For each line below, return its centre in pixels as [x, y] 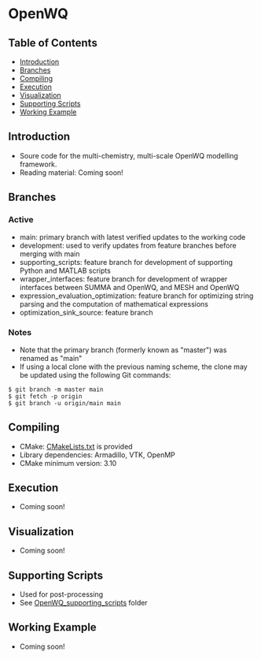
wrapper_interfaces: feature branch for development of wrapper [123, 279]
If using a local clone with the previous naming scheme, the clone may [133, 367]
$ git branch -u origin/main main [65, 403]
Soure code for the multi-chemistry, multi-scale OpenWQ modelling [129, 155]
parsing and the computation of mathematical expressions [114, 303]
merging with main [50, 254]
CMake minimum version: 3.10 [68, 463]
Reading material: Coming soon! [71, 172]
